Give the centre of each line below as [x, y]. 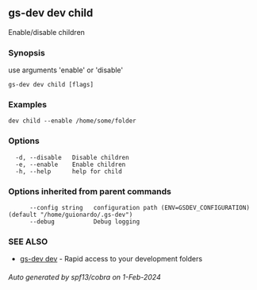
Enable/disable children [47, 32]
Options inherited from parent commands [90, 191]
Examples [28, 105]
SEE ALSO [28, 242]
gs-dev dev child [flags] [51, 85]
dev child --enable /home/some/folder [72, 121]
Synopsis [27, 52]
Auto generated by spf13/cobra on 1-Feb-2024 [84, 276]
